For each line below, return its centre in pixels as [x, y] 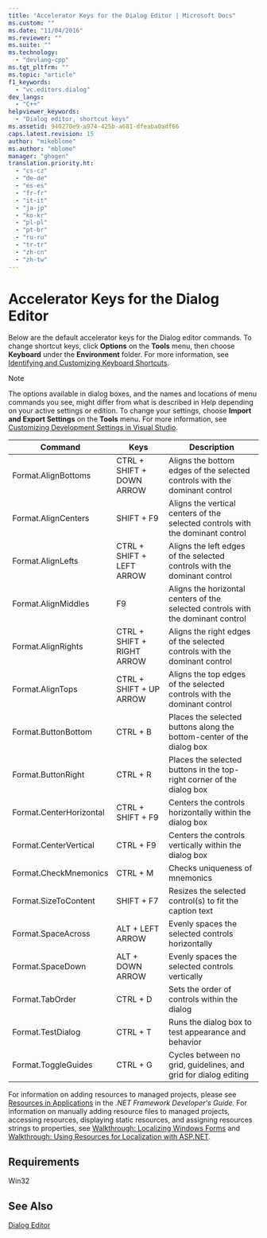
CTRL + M [135, 873]
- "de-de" [31, 179]
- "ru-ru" [31, 238]
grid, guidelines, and [206, 1065]
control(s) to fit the [203, 901]
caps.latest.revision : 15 [51, 134]
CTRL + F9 [136, 845]
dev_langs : [26, 97]
